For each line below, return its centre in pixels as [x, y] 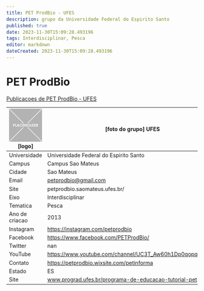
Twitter [18, 246]
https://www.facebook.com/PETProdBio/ [99, 237]
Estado [18, 271]
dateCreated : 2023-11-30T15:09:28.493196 [59, 52]
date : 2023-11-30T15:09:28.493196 [50, 32]
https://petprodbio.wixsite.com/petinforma [100, 263]
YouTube [20, 254]
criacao [19, 221]
